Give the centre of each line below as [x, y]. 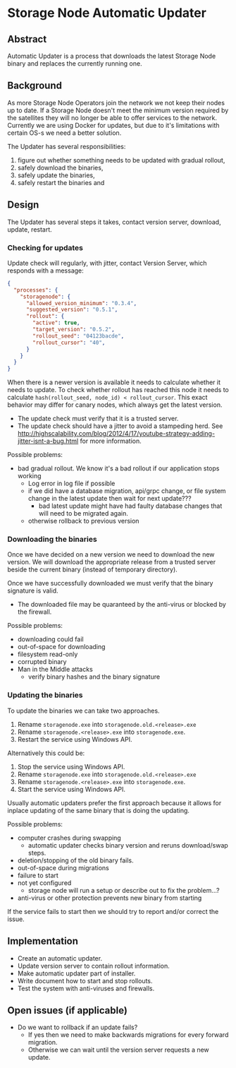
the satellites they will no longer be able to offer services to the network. [112, 117]
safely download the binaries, [60, 167]
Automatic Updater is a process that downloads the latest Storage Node [112, 56]
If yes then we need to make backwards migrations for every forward [128, 1035]
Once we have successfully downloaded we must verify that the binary [110, 583]
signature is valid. [33, 591]
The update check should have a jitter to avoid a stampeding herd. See [120, 426]
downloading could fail [50, 639]
